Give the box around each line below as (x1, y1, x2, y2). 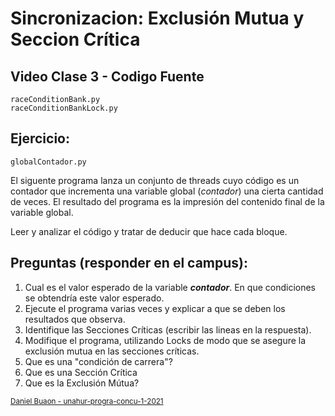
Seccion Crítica (10, 28, 141, 51)
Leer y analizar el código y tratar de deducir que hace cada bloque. (10, 225, 288, 237)
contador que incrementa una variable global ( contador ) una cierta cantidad (10, 185, 324, 197)
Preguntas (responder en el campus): (10, 255, 249, 272)
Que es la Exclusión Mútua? (24, 377, 140, 389)
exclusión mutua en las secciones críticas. (24, 345, 200, 357)
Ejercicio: (10, 130, 70, 147)
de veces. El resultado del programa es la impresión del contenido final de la (10, 195, 325, 207)
